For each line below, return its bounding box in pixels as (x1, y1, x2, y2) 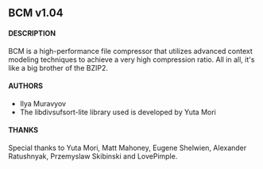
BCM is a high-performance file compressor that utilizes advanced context (8, 46, 253, 56)
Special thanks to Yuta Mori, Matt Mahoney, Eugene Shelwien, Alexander (8, 143, 247, 152)
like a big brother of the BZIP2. (8, 63, 109, 72)
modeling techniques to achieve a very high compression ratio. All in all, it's (8, 55, 255, 64)
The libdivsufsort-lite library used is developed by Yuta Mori (19, 107, 216, 117)
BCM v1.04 (8, 6, 64, 20)
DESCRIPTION (8, 28, 56, 38)
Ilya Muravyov (19, 98, 66, 108)
